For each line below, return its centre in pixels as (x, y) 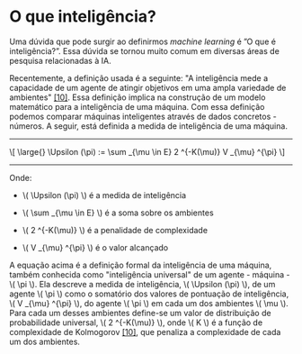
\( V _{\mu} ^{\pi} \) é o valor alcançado (95, 247)
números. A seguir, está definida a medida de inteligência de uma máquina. (148, 126)
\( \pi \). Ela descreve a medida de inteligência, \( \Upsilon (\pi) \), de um (142, 284)
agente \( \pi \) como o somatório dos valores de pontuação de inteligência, (149, 294)
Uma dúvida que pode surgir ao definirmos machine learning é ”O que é (143, 41)
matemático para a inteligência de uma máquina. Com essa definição (137, 106)
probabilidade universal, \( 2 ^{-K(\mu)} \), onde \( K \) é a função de (136, 322)
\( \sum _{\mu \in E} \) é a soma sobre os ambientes (118, 213)
